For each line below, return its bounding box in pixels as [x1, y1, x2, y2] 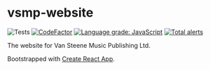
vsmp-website [7, 5, 94, 21]
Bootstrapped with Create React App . [7, 54, 115, 63]
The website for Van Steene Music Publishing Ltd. [7, 41, 150, 49]
